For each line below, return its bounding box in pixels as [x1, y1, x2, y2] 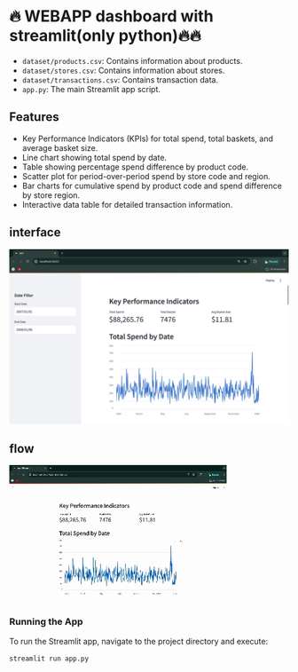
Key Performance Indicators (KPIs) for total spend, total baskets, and [21, 133, 273, 144]
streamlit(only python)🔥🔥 [9, 26, 201, 46]
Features [9, 109, 59, 125]
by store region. [21, 189, 81, 201]
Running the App [9, 615, 83, 628]
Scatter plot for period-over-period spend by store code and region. [21, 170, 271, 181]
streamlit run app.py [9, 654, 90, 663]
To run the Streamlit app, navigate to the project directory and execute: [9, 636, 269, 646]
